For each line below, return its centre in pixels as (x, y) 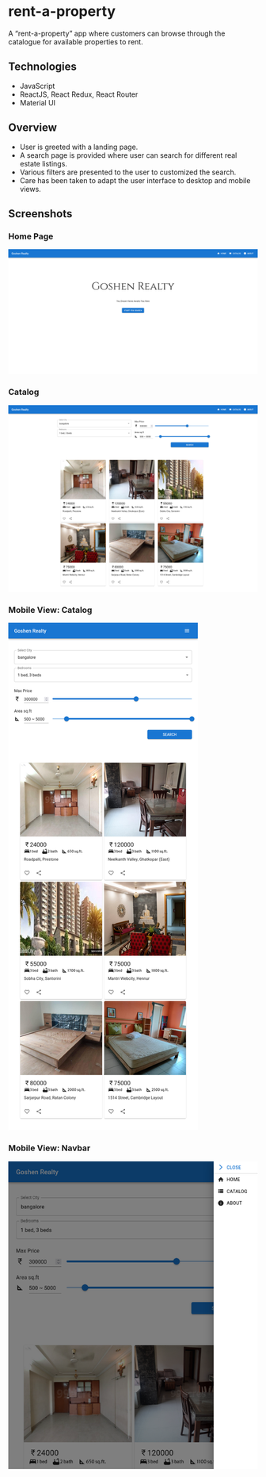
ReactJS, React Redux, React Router (79, 94)
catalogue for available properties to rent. (76, 41)
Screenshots (40, 214)
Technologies (43, 67)
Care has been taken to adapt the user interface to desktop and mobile (135, 180)
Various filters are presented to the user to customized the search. (128, 172)
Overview (33, 128)
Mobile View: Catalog (50, 610)
